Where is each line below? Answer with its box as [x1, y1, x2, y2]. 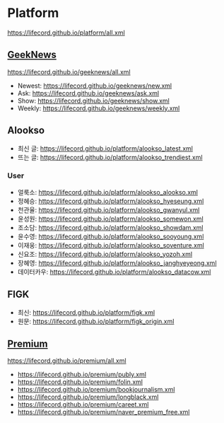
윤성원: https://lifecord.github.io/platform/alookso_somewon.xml [17, 214, 204, 223]
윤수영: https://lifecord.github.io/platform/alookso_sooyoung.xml [17, 232, 204, 241]
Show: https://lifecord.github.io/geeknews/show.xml [17, 96, 170, 105]
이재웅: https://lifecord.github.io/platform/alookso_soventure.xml [17, 241, 205, 249]
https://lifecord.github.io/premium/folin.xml [17, 378, 143, 386]
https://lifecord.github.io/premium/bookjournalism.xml [17, 386, 175, 394]
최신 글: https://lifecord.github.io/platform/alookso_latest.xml [17, 144, 193, 153]
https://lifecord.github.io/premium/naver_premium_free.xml [17, 408, 190, 417]
